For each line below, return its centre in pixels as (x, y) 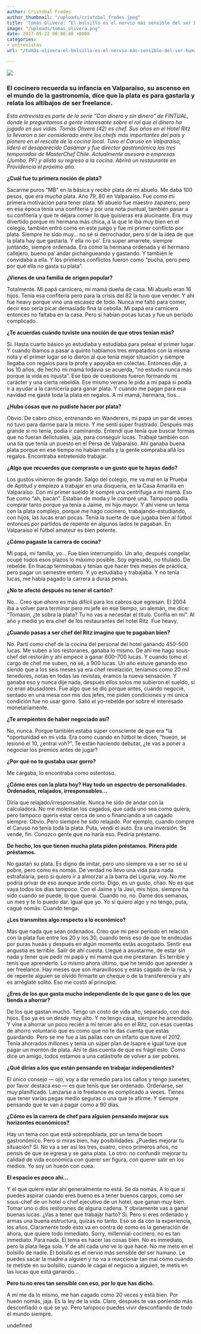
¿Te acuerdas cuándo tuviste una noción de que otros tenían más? (91, 333)
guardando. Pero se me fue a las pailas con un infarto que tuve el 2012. (94, 1037)
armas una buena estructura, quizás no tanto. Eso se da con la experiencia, (99, 1221)
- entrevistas (24, 45)
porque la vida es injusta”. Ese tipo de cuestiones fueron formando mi (92, 376)
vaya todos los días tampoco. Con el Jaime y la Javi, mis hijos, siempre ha (98, 889)
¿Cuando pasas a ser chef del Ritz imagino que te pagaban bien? (89, 633)
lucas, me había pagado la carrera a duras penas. (68, 579)
